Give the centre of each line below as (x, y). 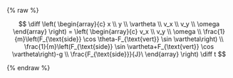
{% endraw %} (29, 68)
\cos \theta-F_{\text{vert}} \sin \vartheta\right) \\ (153, 39)
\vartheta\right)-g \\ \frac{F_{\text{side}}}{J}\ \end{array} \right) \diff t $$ (119, 54)
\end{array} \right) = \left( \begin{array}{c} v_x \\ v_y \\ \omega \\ (107, 32)
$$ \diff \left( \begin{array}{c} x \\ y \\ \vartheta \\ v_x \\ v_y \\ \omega (119, 24)
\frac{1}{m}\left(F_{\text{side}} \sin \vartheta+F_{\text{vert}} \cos (119, 46)
